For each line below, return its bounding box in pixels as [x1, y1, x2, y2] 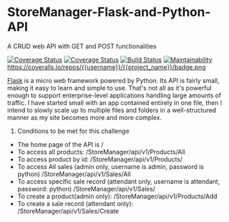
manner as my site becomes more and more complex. [7, 113, 162, 122]
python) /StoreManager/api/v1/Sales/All [17, 170, 131, 178]
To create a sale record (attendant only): [17, 199, 134, 207]
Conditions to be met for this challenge [17, 127, 130, 135]
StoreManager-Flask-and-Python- [7, 4, 211, 20]
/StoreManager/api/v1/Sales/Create [17, 207, 119, 215]
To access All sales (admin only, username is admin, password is [17, 162, 205, 171]
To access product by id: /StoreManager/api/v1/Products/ [17, 154, 183, 164]
